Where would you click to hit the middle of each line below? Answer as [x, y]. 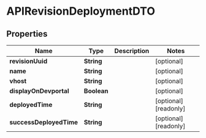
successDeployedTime [44, 122]
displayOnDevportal [39, 91]
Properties [27, 34]
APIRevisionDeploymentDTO [81, 11]
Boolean [96, 91]
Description [132, 51]
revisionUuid [29, 61]
